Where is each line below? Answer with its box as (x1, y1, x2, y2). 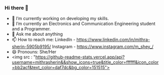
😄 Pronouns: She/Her (11, 49, 57, 55)
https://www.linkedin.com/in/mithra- (76, 37, 150, 43)
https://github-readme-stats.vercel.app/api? (35, 54, 125, 60)
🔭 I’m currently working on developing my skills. (11, 16, 109, 22)
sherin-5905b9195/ (11, 44, 51, 50)
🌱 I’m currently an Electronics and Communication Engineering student (11, 21, 156, 26)
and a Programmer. (11, 26, 51, 32)
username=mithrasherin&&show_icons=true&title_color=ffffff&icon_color (11, 59, 159, 65)
